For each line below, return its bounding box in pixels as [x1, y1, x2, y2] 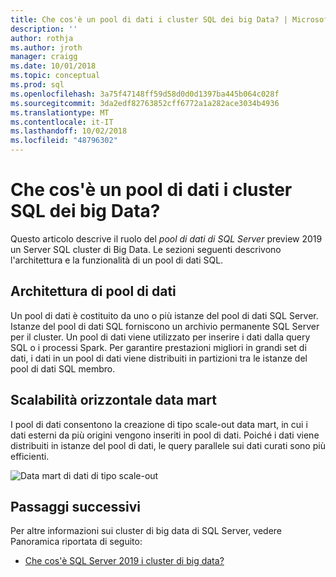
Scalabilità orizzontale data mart [10, 392, 218, 409]
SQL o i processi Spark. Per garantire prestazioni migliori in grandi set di [10, 341, 307, 353]
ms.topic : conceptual [10, 71, 101, 81]
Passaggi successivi [10, 498, 142, 515]
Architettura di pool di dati [10, 283, 177, 300]
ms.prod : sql [10, 80, 65, 90]
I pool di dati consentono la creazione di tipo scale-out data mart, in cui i [10, 418, 308, 430]
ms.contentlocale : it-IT [10, 117, 114, 127]
